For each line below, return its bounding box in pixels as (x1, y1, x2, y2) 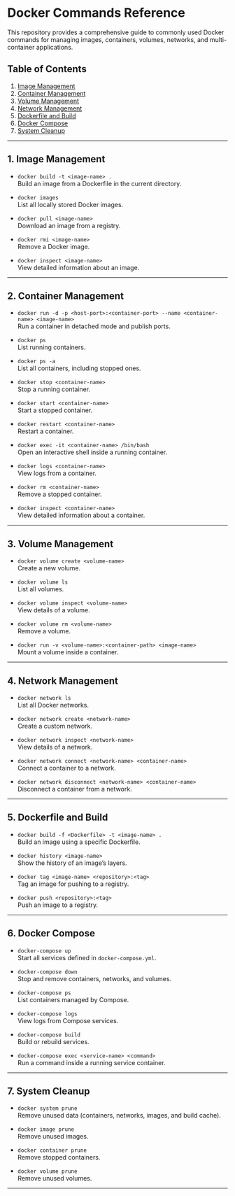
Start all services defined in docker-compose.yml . (17, 953, 157, 962)
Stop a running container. (17, 385, 91, 393)
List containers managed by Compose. (17, 995, 129, 1004)
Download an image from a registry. (17, 221, 121, 230)
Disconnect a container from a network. (17, 785, 132, 793)
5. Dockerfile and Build (7, 812, 108, 824)
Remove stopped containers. (17, 1153, 101, 1162)
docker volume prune (17, 1168, 78, 1175)
